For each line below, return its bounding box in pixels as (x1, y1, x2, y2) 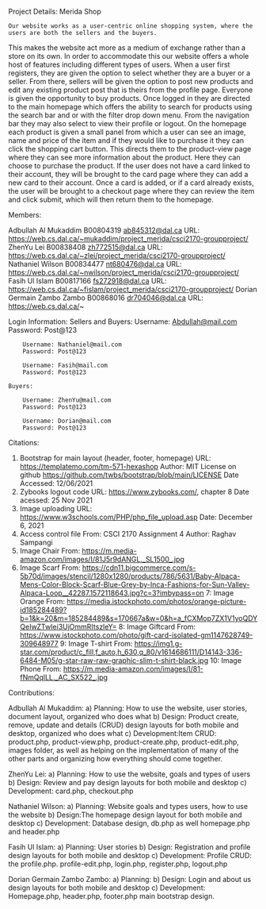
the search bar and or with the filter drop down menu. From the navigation (8, 110, 249, 120)
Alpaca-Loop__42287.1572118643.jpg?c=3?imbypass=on (19, 588, 204, 598)
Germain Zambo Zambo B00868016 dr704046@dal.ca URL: (8, 293, 204, 302)
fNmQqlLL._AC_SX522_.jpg (19, 672, 108, 682)
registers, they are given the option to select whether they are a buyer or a (8, 68, 251, 78)
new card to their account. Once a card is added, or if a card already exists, (8, 178, 255, 187)
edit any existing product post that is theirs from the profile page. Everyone (8, 85, 253, 94)
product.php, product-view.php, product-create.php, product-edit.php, (8, 738, 240, 746)
